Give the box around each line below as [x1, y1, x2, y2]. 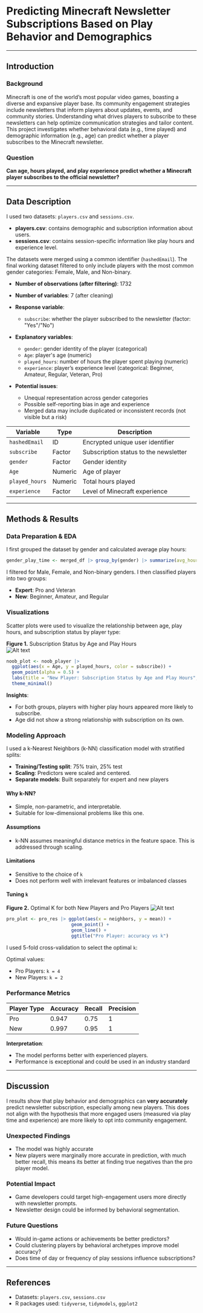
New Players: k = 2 [14, 973, 63, 981]
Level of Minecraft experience [82, 487, 168, 495]
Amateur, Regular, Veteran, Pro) [24, 371, 103, 378]
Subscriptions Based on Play [6, 17, 153, 31]
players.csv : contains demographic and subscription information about [14, 224, 193, 232]
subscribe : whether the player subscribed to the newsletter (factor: [24, 315, 192, 322]
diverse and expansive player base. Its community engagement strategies [6, 100, 190, 107]
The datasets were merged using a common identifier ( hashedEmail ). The [6, 255, 187, 262]
